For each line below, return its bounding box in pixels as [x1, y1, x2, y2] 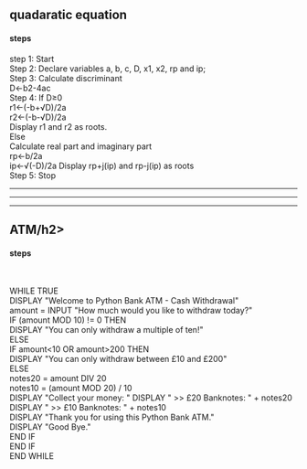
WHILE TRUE [9, 285, 59, 296]
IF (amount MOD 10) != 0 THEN [9, 314, 127, 325]
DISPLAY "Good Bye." [9, 421, 91, 432]
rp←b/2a [9, 150, 43, 161]
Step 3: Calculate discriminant [9, 72, 123, 83]
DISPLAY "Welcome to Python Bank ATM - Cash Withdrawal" [9, 295, 239, 306]
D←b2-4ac [9, 82, 51, 93]
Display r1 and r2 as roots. [9, 121, 108, 132]
